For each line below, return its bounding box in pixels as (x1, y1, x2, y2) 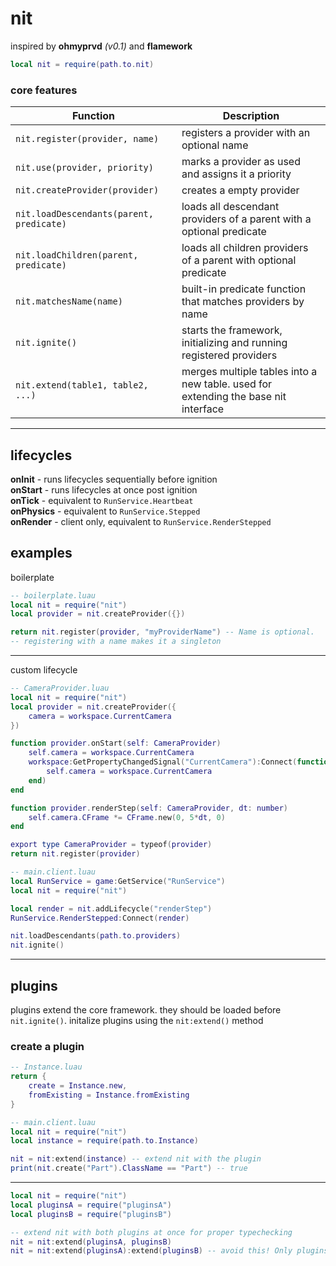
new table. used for (181, 377, 273, 391)
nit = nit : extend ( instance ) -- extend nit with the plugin (10, 1154, 262, 1164)
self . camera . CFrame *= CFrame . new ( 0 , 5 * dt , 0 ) (28, 812, 226, 822)
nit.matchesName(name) (15, 296, 123, 307)
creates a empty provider (181, 183, 300, 197)
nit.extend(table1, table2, (15, 380, 149, 391)
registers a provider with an (181, 126, 311, 140)
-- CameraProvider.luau (10, 683, 110, 694)
